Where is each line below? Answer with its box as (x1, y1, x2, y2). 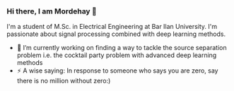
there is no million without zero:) (16, 77, 111, 85)
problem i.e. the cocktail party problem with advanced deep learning (16, 51, 217, 59)
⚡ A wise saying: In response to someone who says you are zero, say (16, 66, 218, 75)
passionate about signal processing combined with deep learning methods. (6, 30, 226, 38)
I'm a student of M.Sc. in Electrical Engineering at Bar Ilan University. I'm (6, 23, 218, 31)
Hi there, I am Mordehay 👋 (6, 6, 97, 16)
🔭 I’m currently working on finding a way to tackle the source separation (16, 44, 227, 52)
